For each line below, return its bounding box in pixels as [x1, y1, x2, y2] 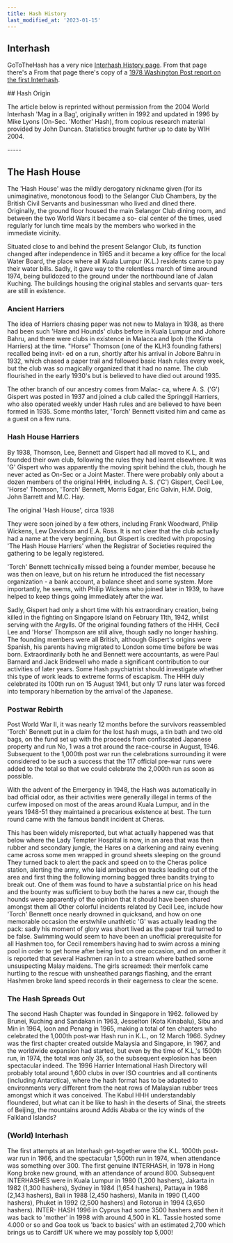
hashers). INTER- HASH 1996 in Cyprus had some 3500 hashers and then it [7, 1205, 224, 1214]
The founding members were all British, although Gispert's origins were [7, 635, 212, 643]
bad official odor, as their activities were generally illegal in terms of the [7, 793, 212, 802]
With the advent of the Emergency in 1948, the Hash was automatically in [7, 785, 217, 794]
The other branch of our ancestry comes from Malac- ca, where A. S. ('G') [7, 385, 220, 393]
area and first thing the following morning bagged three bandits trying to [7, 873, 214, 882]
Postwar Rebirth [7, 704, 64, 714]
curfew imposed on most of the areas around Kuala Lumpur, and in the [7, 800, 210, 808]
